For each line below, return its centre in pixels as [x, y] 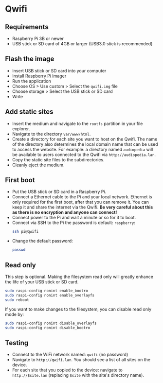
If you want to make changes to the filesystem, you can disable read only [78, 309]
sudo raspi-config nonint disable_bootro [48, 328]
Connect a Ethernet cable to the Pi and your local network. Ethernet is [82, 197]
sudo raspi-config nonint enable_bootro [47, 291]
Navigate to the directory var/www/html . [51, 134]
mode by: [15, 314]
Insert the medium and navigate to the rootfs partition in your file [77, 123]
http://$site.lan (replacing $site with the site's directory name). [78, 375]
